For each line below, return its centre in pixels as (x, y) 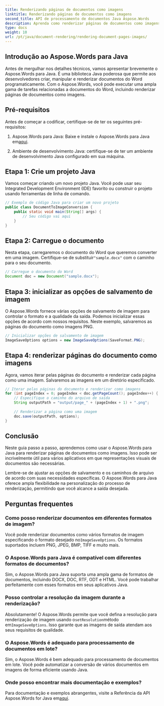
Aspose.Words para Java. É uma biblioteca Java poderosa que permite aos (81, 73)
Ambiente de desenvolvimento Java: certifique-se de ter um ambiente (82, 151)
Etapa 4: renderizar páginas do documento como (81, 355)
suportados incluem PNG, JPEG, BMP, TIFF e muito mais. (62, 545)
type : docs (16, 28)
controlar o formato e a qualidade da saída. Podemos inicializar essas (75, 316)
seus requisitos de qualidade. (35, 630)
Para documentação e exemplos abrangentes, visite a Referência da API (78, 693)
